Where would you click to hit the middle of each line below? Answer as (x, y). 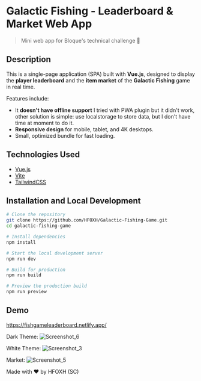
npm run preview (26, 292)
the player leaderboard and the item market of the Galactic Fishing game (98, 80)
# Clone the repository (36, 215)
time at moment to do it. (44, 123)
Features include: (28, 98)
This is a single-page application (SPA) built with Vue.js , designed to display (100, 74)
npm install (21, 242)
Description (28, 59)
